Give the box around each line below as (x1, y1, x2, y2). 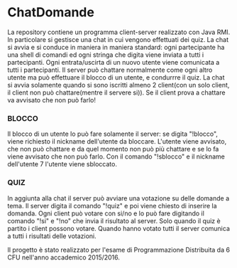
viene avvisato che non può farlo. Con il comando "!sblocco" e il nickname (7, 152, 226, 161)
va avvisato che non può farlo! (7, 95, 96, 104)
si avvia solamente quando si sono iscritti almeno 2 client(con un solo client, (7, 80, 230, 89)
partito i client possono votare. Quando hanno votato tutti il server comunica (7, 224, 231, 232)
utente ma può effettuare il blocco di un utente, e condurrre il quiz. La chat (7, 73, 225, 82)
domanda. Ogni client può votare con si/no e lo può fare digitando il (7, 209, 204, 218)
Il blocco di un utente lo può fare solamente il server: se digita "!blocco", (7, 129, 219, 139)
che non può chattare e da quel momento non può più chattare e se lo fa (7, 145, 219, 154)
